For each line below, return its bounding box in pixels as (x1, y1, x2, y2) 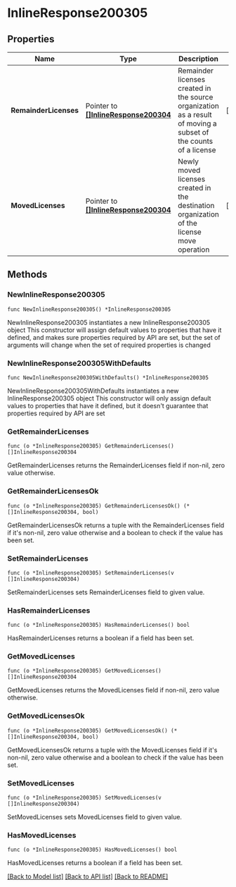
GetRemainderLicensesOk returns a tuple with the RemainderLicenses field (7, 520, 225, 530)
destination (178, 201, 215, 210)
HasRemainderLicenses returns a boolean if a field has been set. (7, 634, 195, 642)
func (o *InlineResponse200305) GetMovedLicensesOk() (7, 727, 169, 734)
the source (178, 92, 214, 102)
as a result (178, 110, 212, 119)
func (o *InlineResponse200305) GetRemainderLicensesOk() (7, 502, 181, 509)
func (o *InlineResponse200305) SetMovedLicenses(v (7, 795, 162, 802)
